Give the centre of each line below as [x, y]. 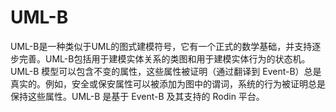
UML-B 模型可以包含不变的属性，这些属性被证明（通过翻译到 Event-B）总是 [166, 71]
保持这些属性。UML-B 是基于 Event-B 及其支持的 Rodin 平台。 [137, 96]
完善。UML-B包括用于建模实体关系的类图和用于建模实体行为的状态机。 [164, 58]
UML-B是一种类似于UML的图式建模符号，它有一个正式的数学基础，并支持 [161, 46]
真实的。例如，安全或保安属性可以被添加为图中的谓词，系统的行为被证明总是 [168, 83]
